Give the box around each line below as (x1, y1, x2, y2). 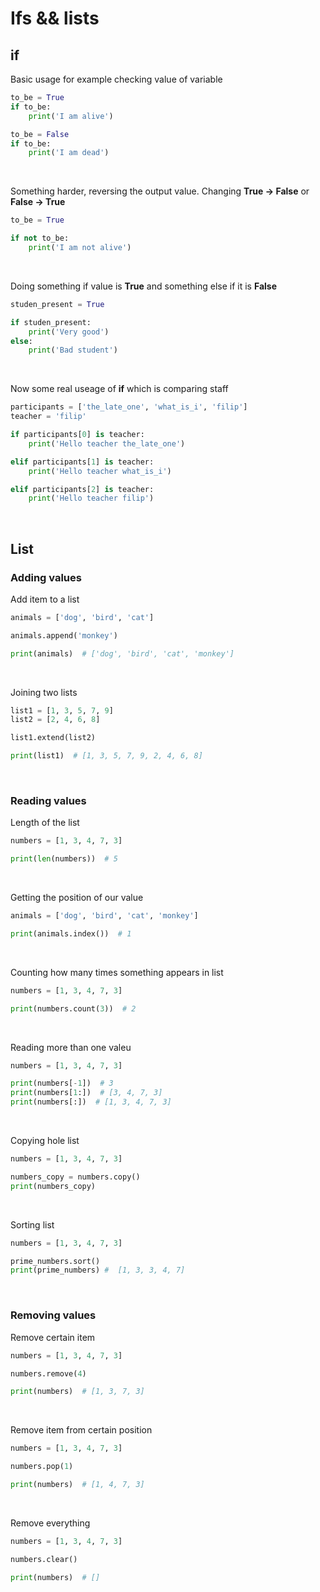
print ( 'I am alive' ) (28, 111, 114, 121)
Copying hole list (10, 1135, 80, 1147)
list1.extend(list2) (10, 733, 97, 743)
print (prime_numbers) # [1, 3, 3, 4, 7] (10, 1265, 186, 1276)
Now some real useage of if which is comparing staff (10, 383, 229, 395)
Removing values (10, 1308, 97, 1322)
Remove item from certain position (10, 1424, 153, 1436)
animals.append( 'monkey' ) (10, 630, 118, 641)
